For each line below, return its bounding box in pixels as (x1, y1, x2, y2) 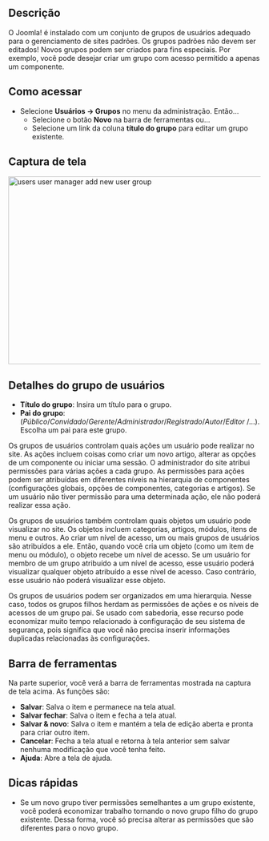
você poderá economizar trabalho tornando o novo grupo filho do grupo (19, 806, 259, 815)
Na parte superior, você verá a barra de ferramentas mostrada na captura (8, 678, 251, 688)
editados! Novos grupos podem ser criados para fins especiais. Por (8, 44, 231, 54)
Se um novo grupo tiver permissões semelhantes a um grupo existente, (19, 797, 256, 807)
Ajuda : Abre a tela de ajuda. (19, 753, 113, 763)
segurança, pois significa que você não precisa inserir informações (8, 625, 231, 635)
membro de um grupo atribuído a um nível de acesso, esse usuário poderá (8, 558, 255, 568)
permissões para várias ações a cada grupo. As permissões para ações (8, 466, 245, 476)
